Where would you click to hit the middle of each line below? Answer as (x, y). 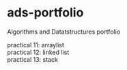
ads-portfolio (45, 13)
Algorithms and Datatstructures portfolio (64, 32)
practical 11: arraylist (36, 45)
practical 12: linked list (38, 52)
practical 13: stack (32, 59)
